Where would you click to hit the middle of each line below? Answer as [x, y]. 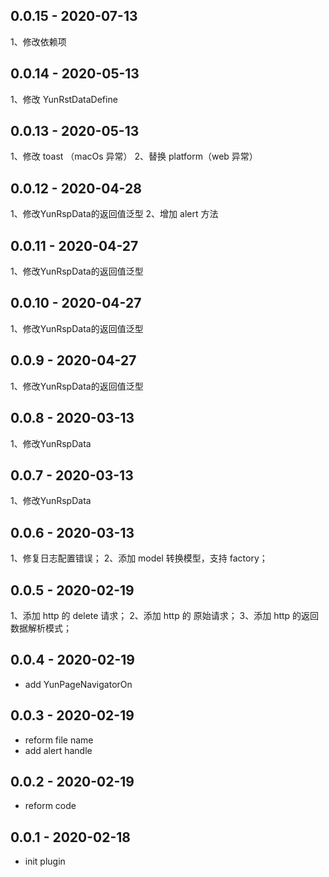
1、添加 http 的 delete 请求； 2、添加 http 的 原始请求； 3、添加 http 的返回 [165, 615]
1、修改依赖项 [38, 41]
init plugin [45, 861]
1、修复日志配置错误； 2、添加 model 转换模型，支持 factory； [139, 558]
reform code [50, 806]
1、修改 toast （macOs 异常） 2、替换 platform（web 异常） [134, 156]
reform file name [59, 740]
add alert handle [58, 750]
